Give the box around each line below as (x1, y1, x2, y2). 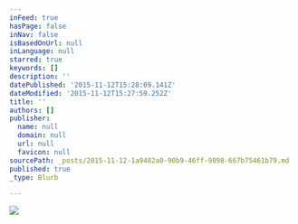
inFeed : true (9, 13, 59, 23)
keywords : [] (9, 64, 59, 73)
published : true (9, 164, 71, 173)
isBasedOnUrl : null (9, 38, 83, 48)
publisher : (9, 114, 51, 123)
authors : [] (9, 106, 54, 115)
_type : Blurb (9, 173, 59, 182)
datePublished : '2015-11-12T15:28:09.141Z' (9, 80, 177, 89)
